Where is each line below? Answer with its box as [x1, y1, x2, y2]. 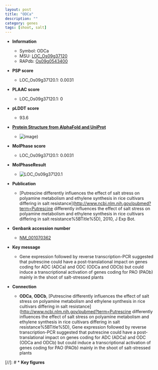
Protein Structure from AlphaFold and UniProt [12, 124, 106, 130]
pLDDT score [12, 106, 39, 111]
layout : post [5, 7, 32, 12]
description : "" [5, 16, 38, 21]
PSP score [12, 68, 34, 73]
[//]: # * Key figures [5, 359, 45, 365]
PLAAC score [12, 87, 40, 92]
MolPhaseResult [12, 162, 46, 168]
